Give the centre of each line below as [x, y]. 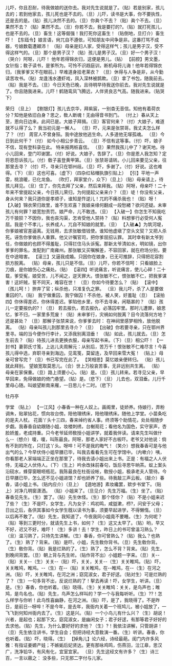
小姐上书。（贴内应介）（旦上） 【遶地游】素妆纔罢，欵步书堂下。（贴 [90, 484]
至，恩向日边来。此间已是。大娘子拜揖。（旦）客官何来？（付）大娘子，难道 [85, 121]
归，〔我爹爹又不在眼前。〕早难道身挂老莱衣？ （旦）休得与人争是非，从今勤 [84, 72]
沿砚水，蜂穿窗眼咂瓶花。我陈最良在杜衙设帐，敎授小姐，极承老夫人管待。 [84, 471]
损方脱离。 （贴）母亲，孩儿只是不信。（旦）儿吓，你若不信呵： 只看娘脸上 [84, 263]
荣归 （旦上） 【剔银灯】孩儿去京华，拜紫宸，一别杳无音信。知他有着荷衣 [83, 109]
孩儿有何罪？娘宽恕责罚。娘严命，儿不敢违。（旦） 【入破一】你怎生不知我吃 [85, 212]
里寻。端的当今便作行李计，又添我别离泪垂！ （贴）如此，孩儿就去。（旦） [83, 334]
